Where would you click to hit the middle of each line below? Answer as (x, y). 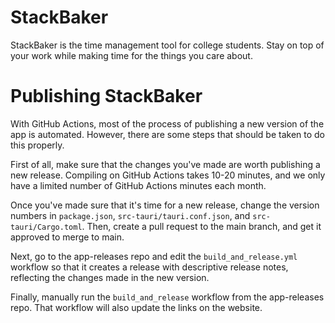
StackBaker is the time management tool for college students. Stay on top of (167, 45)
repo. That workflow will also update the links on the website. (136, 307)
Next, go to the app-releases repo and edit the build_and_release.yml (154, 256)
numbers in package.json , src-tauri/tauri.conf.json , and (130, 215)
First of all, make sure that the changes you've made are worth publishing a (165, 164)
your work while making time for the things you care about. (131, 55)
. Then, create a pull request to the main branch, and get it (201, 226)
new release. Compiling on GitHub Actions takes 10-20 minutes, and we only (168, 175)
